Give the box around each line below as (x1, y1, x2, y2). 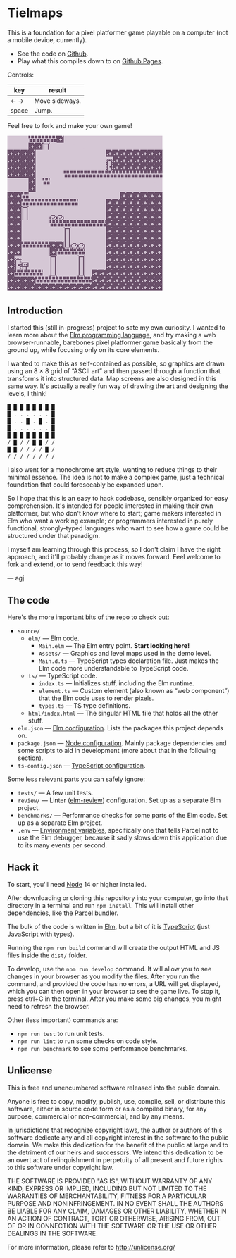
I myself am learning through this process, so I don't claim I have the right (7, 545, 221, 554)
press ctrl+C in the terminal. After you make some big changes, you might (7, 995, 222, 1003)
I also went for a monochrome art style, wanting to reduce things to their (7, 466, 218, 474)
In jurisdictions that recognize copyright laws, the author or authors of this (7, 1126, 223, 1134)
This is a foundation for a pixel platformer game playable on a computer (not (7, 28, 228, 37)
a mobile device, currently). (7, 35, 87, 44)
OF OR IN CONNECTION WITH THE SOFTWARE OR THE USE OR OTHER (7, 1221, 217, 1230)
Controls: (7, 70, 34, 79)
